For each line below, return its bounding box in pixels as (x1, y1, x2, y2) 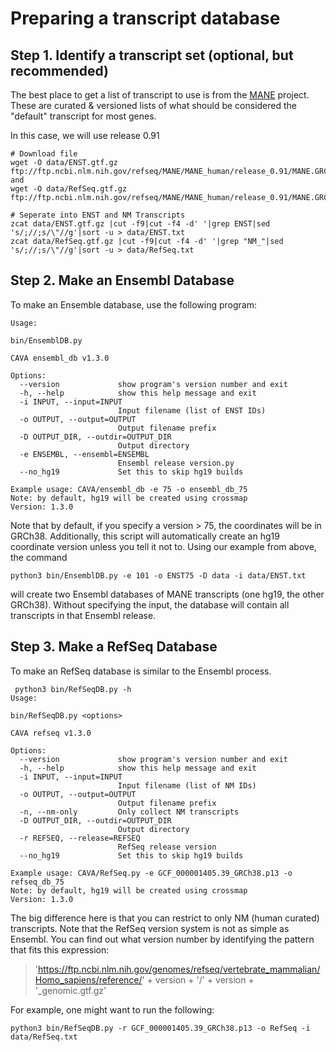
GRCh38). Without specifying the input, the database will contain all (10, 598, 290, 611)
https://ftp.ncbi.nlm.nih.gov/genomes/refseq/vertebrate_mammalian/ (38, 963, 321, 975)
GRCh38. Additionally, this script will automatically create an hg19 (10, 530, 280, 542)
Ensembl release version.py (117, 458, 235, 468)
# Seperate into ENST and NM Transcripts (10, 210, 186, 220)
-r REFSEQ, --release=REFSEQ (19, 833, 141, 843)
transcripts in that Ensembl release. (10, 609, 157, 621)
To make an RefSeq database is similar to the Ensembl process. (10, 665, 272, 677)
